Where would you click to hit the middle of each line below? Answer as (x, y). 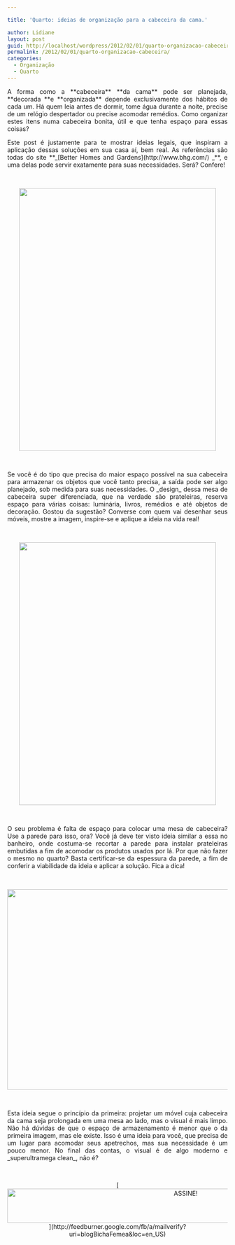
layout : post (26, 39)
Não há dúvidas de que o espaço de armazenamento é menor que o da (117, 1128)
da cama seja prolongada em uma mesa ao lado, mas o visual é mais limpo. (117, 1120)
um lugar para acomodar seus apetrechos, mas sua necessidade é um (117, 1143)
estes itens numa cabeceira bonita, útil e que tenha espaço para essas (117, 121)
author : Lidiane (31, 32)
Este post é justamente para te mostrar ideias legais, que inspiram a (117, 142)
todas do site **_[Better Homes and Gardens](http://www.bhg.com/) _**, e (117, 157)
